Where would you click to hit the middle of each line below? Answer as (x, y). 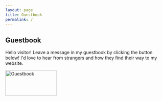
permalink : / (19, 19)
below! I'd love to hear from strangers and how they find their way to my (81, 58)
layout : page (19, 10)
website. (14, 63)
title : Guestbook (24, 15)
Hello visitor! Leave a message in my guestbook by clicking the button (79, 53)
